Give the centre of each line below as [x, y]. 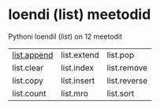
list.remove [127, 67]
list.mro [74, 93]
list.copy [28, 81]
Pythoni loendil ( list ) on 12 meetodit [65, 36]
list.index [77, 67]
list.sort [121, 93]
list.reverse [127, 81]
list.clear [28, 67]
